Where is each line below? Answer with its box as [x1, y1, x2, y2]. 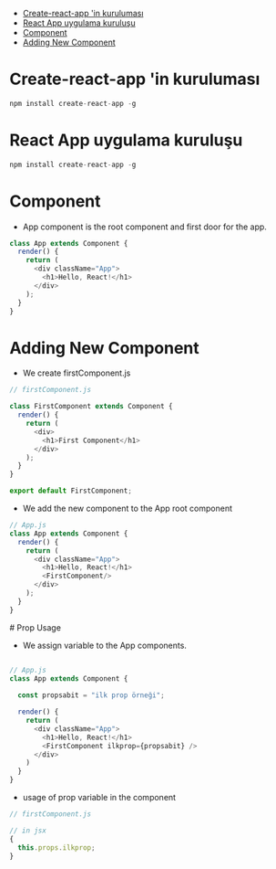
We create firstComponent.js [22, 367, 131, 378]
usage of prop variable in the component [22, 792, 176, 802]
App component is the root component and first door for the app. [22, 221, 267, 232]
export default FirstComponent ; [9, 486, 132, 496]
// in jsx [9, 826, 47, 835]
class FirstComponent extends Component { [9, 402, 173, 411]
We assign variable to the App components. [22, 640, 187, 651]
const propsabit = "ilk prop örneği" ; [17, 691, 166, 700]
